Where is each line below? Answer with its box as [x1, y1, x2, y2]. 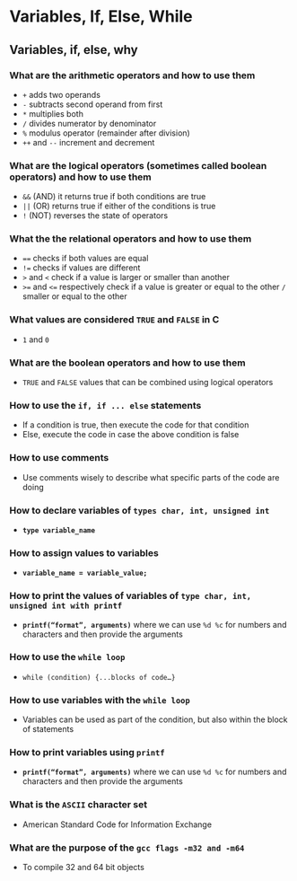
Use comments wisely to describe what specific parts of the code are [22, 471, 280, 482]
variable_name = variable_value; [22, 568, 148, 578]
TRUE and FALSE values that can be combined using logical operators [22, 377, 274, 388]
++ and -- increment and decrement [22, 137, 155, 147]
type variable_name [22, 525, 96, 535]
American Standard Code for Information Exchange [22, 819, 213, 830]
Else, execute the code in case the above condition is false [22, 429, 240, 440]
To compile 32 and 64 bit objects [22, 862, 145, 873]
